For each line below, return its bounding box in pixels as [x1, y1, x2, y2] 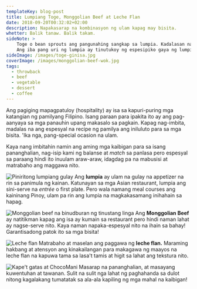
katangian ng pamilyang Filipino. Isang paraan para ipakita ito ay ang [6, 113, 172, 120]
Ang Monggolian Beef [135, 209, 189, 216]
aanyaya [6, 119, 26, 126]
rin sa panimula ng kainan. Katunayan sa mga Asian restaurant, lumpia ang [6, 179, 186, 186]
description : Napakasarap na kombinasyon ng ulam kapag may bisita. [6, 25, 177, 31]
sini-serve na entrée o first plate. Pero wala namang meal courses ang [6, 186, 176, 193]
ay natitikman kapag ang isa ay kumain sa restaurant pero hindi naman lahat [6, 216, 189, 223]
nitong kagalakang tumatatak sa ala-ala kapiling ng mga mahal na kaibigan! [6, 275, 188, 283]
